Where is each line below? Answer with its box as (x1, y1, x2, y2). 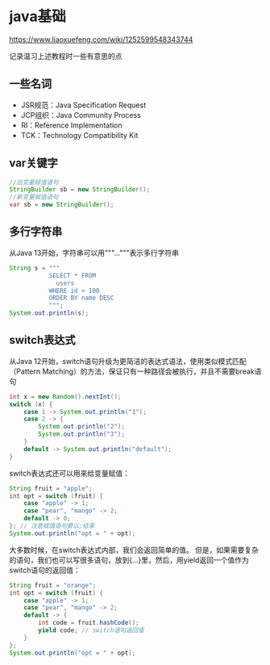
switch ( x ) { (9, 400, 53, 408)
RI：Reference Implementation (20, 120, 123, 130)
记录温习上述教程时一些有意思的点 (9, 51, 123, 61)
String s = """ (9, 264, 60, 272)
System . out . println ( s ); (9, 309, 89, 317)
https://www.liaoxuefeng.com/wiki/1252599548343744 (9, 34, 193, 44)
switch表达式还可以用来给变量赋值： (9, 468, 130, 478)
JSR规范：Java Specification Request (20, 100, 147, 110)
